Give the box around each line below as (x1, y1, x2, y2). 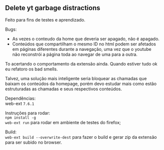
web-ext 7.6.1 (5, 100, 34, 107)
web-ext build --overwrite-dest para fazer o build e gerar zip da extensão (5, 134, 157, 140)
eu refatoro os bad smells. (5, 66, 58, 72)
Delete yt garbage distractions (5, 4, 101, 12)
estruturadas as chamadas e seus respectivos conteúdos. (5, 86, 122, 92)
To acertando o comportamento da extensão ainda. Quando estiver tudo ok (5, 61, 158, 66)
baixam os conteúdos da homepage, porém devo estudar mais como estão (5, 81, 157, 86)
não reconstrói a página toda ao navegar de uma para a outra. (12, 51, 137, 57)
